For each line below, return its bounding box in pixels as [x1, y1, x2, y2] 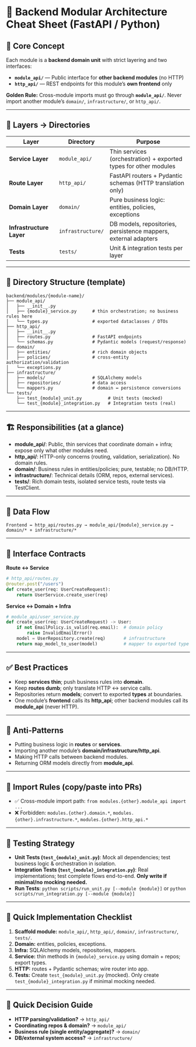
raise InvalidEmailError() [27, 630, 93, 636]
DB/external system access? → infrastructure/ [14, 1034, 133, 1041]
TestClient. [14, 484, 41, 491]
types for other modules [109, 162, 176, 170]
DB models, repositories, [109, 219, 177, 228]
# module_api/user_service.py [6, 614, 80, 619]
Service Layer [9, 154, 48, 163]
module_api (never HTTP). [14, 703, 79, 710]
